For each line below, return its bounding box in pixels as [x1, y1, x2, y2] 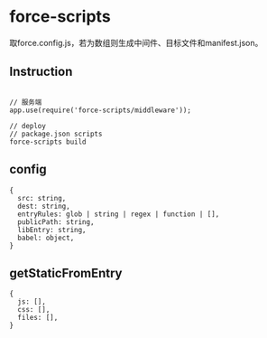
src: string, [17, 193, 67, 202]
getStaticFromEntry [9, 265, 123, 281]
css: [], [17, 305, 51, 315]
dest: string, [17, 202, 70, 211]
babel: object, [17, 233, 75, 242]
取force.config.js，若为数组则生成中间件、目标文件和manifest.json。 [9, 37, 263, 48]
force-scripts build [9, 137, 87, 146]
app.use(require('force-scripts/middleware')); [9, 106, 192, 115]
